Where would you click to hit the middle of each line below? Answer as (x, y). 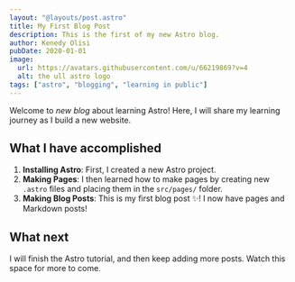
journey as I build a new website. (70, 120)
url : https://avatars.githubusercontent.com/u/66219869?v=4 (133, 68)
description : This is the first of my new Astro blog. (115, 34)
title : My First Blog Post (60, 26)
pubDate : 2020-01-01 (48, 51)
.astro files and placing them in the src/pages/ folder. (122, 189)
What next (39, 237)
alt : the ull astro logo (64, 77)
